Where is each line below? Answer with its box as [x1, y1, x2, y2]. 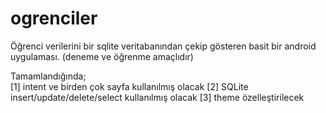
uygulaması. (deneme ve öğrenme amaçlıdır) [10, 50, 194, 62]
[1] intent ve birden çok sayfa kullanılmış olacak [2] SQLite [10, 80, 249, 92]
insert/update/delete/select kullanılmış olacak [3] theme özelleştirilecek [10, 91, 305, 103]
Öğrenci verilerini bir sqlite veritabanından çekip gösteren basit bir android [10, 40, 317, 52]
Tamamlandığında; [10, 70, 87, 82]
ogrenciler [10, 7, 98, 30]
